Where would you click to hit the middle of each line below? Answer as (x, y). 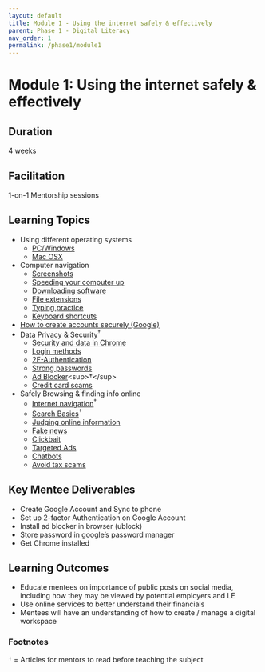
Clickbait (46, 439)
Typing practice (57, 307)
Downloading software (69, 290)
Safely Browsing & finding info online (80, 394)
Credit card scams (62, 386)
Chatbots (47, 456)
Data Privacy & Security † (60, 334)
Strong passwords (62, 368)
